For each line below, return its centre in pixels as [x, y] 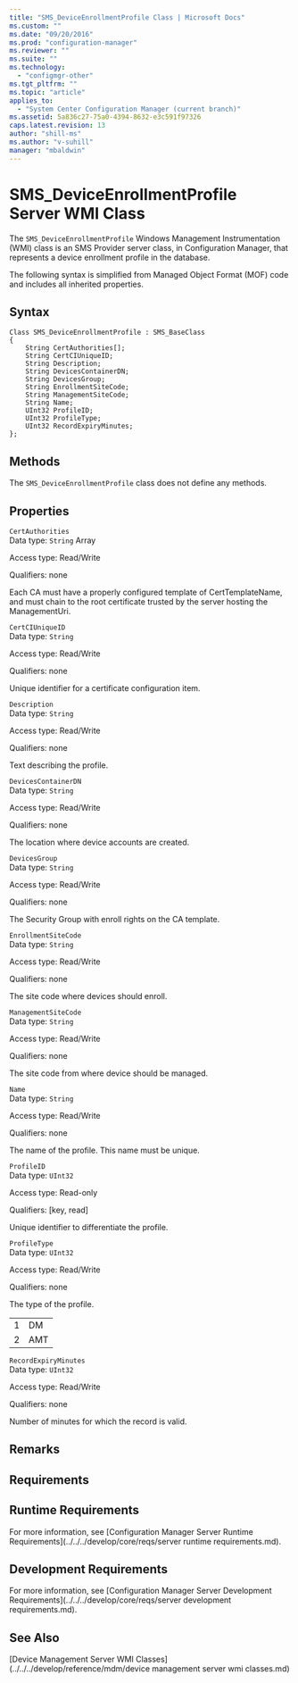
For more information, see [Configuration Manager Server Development [141, 1591]
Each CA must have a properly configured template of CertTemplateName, [146, 592]
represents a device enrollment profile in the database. [110, 257]
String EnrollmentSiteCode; [77, 387]
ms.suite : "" [33, 59]
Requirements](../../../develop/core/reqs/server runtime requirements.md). [145, 1541]
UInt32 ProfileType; [63, 419]
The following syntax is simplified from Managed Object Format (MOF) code [149, 274]
